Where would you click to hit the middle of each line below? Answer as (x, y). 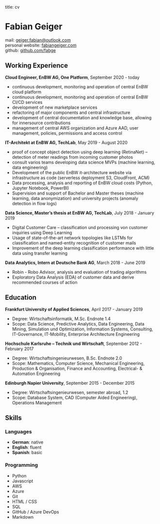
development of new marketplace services (55, 107)
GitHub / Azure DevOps (35, 512)
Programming (21, 465)
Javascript (23, 481)
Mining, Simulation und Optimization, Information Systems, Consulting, (83, 329)
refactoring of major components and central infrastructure (71, 112)
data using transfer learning (40, 253)
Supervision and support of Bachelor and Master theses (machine (78, 193)
